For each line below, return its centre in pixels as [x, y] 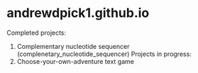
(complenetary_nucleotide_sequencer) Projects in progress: [104, 54]
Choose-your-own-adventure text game [75, 61]
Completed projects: [37, 33]
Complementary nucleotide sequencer [73, 46]
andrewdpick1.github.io [78, 13]
